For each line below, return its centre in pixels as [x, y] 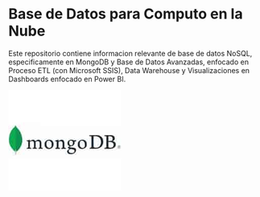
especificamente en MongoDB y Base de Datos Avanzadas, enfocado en [129, 62]
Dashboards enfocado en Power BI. [67, 79]
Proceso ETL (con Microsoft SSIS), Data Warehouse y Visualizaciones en [129, 70]
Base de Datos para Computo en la [126, 14]
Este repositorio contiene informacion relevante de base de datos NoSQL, [130, 53]
